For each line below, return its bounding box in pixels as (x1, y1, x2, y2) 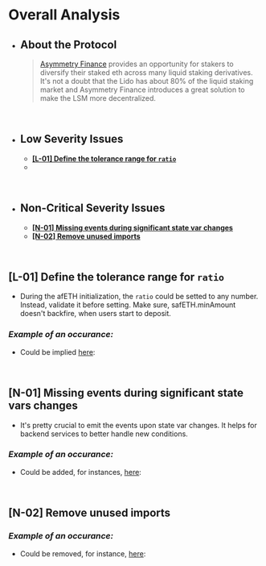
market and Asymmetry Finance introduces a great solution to (39, 85, 245, 94)
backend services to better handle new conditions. (19, 429, 189, 439)
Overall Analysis (8, 6, 121, 24)
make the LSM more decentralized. (39, 94, 157, 102)
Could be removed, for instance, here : (19, 548, 146, 558)
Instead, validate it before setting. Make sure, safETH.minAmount (19, 300, 236, 310)
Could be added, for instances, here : (19, 467, 142, 477)
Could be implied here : (19, 347, 96, 356)
